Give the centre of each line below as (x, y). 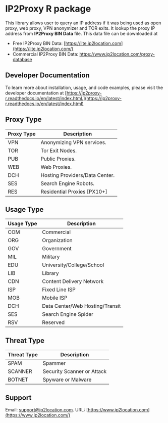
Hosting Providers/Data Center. (78, 175)
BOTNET (18, 380)
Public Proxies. (58, 159)
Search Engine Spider (68, 314)
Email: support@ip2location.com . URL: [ (47, 410)
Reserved (53, 322)
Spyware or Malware (67, 380)
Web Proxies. (56, 167)
